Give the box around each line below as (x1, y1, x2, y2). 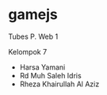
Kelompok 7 (8, 47, 48, 56)
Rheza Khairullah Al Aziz (19, 79, 100, 89)
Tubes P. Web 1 (8, 32, 59, 41)
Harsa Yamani (19, 62, 66, 72)
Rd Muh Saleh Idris (19, 70, 82, 80)
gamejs (8, 6, 58, 24)
